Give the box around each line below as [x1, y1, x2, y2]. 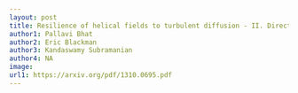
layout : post [9, 12, 58, 22]
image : [9, 63, 34, 72]
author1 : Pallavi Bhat [9, 29, 93, 38]
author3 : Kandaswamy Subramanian [9, 46, 133, 55]
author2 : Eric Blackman [9, 37, 98, 47]
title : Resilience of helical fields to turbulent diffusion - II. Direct [9, 21, 292, 30]
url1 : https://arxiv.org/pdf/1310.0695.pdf [9, 71, 173, 80]
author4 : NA [9, 54, 53, 63]
